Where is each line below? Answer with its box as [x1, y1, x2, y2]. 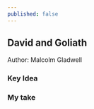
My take [7, 93, 36, 103]
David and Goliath [7, 37, 87, 49]
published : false [7, 10, 59, 18]
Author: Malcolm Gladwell [7, 56, 83, 64]
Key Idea [7, 73, 38, 83]
